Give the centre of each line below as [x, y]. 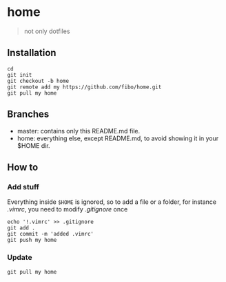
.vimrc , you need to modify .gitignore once [68, 209]
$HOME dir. [33, 145]
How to [23, 167]
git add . [21, 228]
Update [20, 258]
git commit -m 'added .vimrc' [51, 234]
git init [20, 75]
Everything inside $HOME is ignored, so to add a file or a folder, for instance [112, 202]
